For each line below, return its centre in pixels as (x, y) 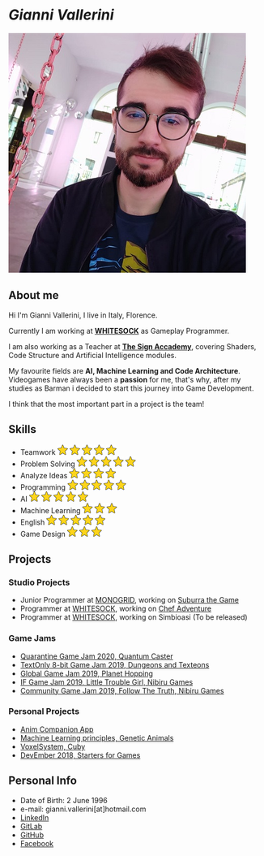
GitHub (32, 835)
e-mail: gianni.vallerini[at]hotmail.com (83, 809)
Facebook (37, 843)
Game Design (43, 534)
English (32, 522)
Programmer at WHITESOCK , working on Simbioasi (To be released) (134, 617)
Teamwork (38, 452)
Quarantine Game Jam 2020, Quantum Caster (96, 656)
